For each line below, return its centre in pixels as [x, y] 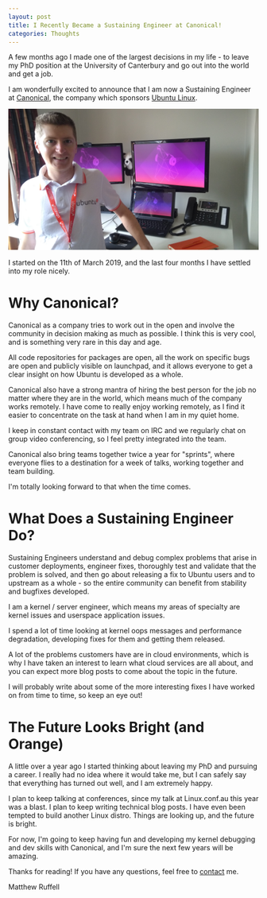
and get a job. [31, 74]
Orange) [36, 744]
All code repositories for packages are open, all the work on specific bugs [129, 357]
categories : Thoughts [44, 33]
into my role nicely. [39, 271]
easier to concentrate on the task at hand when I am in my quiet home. [124, 415]
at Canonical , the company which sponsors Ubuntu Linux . [103, 98]
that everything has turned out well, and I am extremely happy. [110, 783]
